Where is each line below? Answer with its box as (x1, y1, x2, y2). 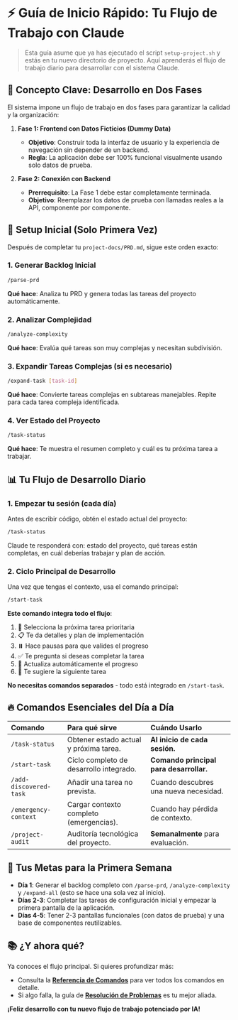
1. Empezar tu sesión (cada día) (7, 498, 117, 508)
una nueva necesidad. (150, 786, 224, 796)
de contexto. (150, 813, 193, 823)
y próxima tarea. (67, 743, 122, 753)
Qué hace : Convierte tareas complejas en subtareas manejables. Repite (7, 391, 217, 399)
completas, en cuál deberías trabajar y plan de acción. (7, 548, 166, 557)
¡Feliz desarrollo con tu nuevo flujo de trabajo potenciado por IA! (7, 1005, 200, 1014)
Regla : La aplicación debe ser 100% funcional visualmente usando (28, 153, 222, 161)
